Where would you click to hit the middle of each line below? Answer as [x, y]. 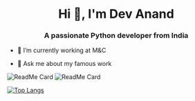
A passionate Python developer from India [116, 36]
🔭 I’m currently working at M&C [62, 50]
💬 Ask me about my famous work [64, 64]
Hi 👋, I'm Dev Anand [116, 14]
